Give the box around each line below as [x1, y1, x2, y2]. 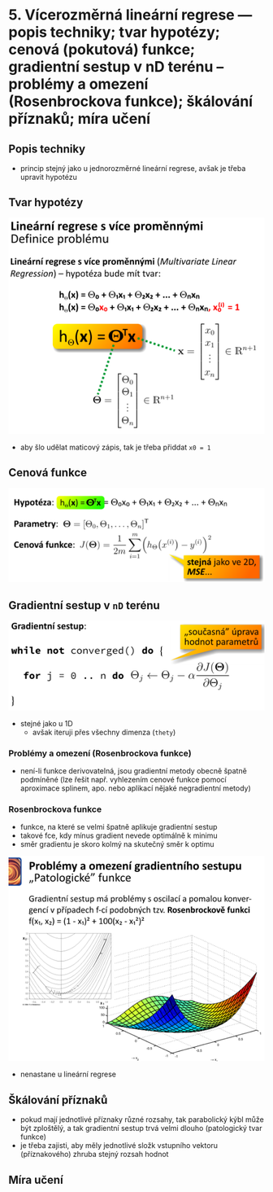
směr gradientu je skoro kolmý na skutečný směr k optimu [19, 839, 214, 849]
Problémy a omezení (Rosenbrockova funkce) [8, 747, 193, 759]
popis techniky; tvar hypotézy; [8, 23, 221, 42]
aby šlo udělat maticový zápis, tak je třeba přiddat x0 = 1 [19, 442, 211, 452]
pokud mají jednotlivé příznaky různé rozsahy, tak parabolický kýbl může [19, 1115, 264, 1124]
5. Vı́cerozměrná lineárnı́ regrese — [8, 6, 253, 24]
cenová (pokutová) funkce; [8, 41, 196, 59]
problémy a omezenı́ [8, 75, 149, 94]
